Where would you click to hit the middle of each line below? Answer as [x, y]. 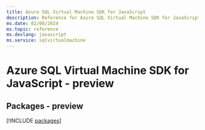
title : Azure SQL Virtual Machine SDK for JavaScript [76, 12]
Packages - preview [45, 106]
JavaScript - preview [60, 84]
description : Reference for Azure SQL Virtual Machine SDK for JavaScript [103, 18]
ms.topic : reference [33, 29]
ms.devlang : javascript [37, 35]
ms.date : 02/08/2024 [33, 23]
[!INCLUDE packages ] [34, 121]
